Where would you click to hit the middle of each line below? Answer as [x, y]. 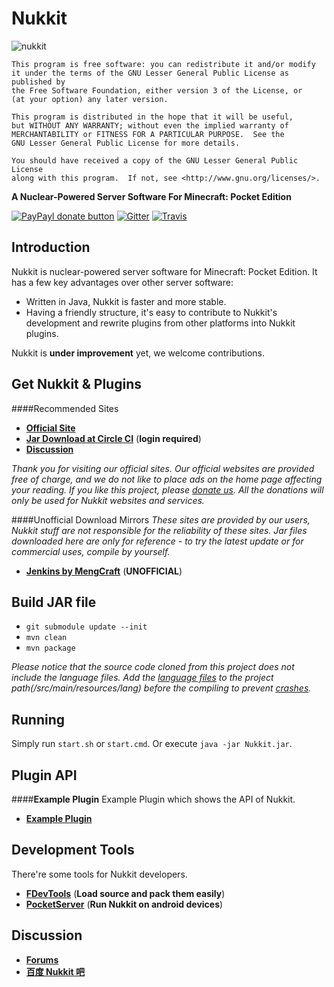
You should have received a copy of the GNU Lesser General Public [155, 160]
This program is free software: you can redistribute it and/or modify [163, 64]
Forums [42, 959]
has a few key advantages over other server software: [122, 282]
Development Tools [73, 850]
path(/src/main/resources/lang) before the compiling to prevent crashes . [161, 688]
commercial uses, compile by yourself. [91, 551]
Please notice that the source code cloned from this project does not [153, 667]
